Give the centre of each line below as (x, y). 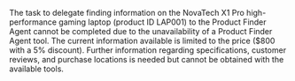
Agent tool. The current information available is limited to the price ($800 (142, 40)
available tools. (37, 69)
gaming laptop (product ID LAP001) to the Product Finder (163, 22)
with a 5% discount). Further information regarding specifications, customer (147, 50)
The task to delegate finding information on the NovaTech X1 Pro (127, 13)
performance (33, 22)
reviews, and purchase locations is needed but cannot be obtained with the (147, 59)
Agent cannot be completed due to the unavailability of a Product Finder (141, 31)
